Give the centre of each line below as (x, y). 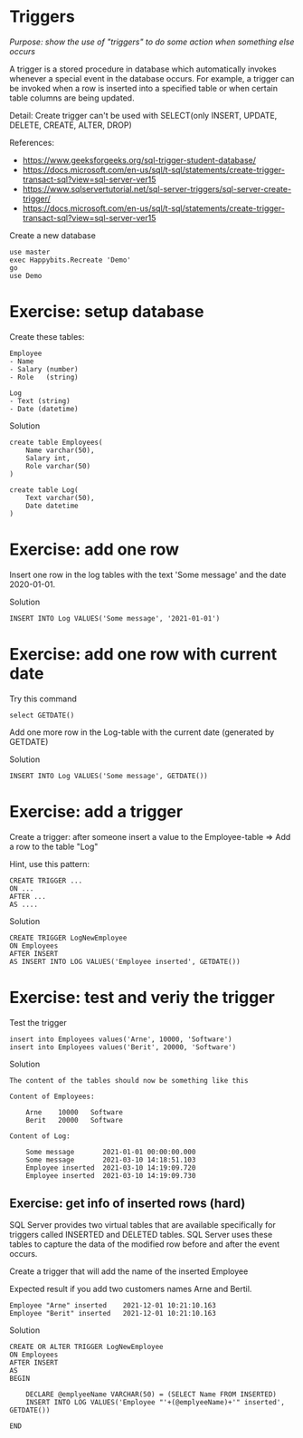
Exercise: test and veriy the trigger (142, 997)
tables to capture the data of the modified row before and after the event (145, 1244)
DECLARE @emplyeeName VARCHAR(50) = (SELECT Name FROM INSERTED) (151, 1395)
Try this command (43, 699)
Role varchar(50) (58, 466)
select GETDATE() (42, 715)
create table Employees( (56, 442)
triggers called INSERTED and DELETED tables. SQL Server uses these (141, 1235)
